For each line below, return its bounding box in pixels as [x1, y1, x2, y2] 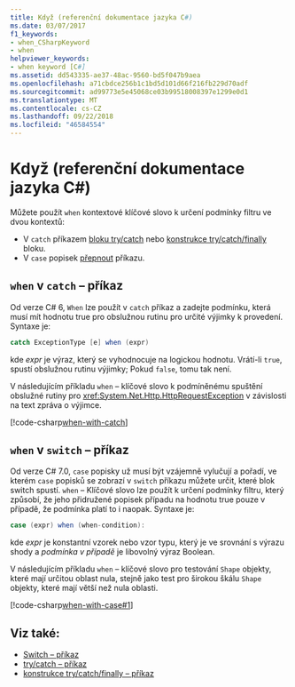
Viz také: [10, 626, 60, 641]
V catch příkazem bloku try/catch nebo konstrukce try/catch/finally [22, 233, 267, 244]
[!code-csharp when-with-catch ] [10, 417, 128, 427]
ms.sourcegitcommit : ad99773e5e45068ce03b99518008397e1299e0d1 [10, 87, 249, 96]
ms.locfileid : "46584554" [10, 121, 105, 130]
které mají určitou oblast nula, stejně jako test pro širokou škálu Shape [10, 573, 262, 584]
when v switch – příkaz [10, 443, 129, 458]
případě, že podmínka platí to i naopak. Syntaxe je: [10, 504, 195, 515]
